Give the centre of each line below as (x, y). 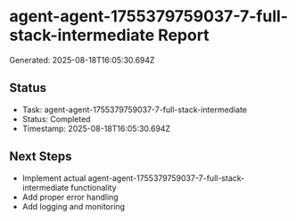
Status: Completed (56, 119)
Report (183, 35)
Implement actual (54, 178)
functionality (94, 187)
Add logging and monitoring (74, 206)
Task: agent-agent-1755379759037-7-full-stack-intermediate (135, 110)
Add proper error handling (70, 197)
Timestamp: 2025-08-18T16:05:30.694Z (96, 128)
